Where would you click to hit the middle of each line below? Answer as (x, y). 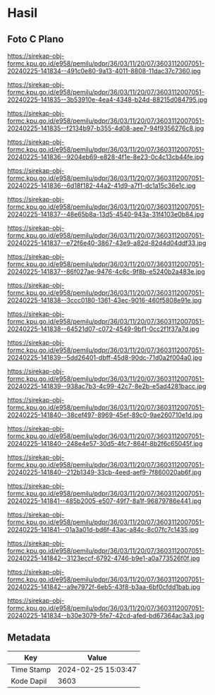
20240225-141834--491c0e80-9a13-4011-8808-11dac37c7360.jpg (104, 71)
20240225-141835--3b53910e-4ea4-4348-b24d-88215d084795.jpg (107, 99)
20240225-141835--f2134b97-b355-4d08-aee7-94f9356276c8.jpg (106, 128)
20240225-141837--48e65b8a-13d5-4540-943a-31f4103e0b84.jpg (106, 214)
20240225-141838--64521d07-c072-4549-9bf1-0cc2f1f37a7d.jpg (103, 329)
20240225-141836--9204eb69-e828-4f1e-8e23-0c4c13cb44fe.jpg (106, 157)
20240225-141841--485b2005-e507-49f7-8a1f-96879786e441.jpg (105, 501)
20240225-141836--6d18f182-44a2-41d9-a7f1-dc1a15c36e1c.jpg (102, 186)
